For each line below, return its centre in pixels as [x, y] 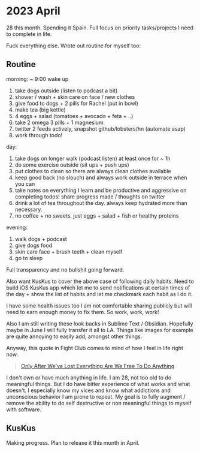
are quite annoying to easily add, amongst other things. [74, 336]
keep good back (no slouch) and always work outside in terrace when [101, 177]
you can [25, 183]
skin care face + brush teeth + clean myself [69, 251]
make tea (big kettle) [40, 110]
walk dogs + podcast [41, 239]
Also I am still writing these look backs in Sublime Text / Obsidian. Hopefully [100, 323]
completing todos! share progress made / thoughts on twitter [90, 197]
